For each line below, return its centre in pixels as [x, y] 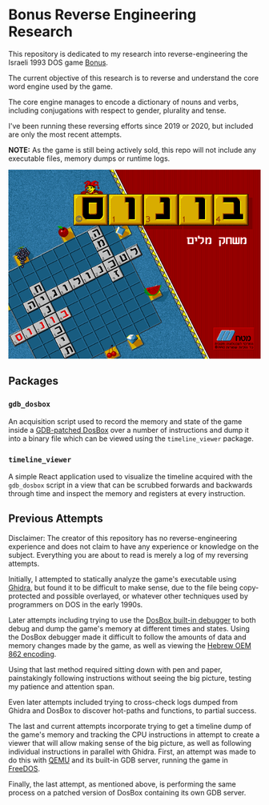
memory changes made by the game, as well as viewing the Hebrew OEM [130, 645]
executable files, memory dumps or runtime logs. [89, 158]
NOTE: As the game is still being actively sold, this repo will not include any [132, 150]
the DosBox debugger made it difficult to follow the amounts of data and [127, 637]
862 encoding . [32, 654]
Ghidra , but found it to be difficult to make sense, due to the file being [123, 587]
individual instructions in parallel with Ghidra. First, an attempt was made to [132, 751]
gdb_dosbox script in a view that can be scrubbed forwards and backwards [130, 485]
